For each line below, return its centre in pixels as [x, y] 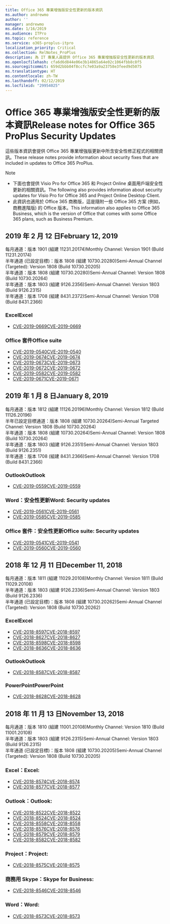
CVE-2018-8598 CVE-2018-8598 [47, 642]
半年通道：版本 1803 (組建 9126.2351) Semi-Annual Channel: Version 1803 [82, 444]
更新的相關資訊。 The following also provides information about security [87, 190]
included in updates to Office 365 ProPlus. [49, 163]
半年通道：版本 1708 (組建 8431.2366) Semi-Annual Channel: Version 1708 [82, 456]
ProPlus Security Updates [61, 136]
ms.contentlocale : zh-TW [31, 76]
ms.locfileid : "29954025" [32, 85]
